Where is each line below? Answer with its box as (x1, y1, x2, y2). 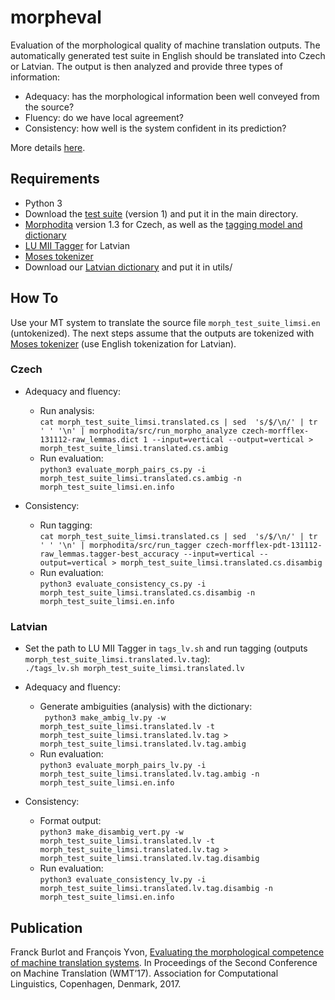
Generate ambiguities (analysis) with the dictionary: (39, 701, 253, 713)
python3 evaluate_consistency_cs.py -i (39, 579, 207, 589)
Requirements (10, 171, 100, 188)
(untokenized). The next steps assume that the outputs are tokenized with (10, 327, 315, 339)
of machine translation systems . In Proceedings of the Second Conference (10, 956, 318, 968)
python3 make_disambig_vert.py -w (39, 827, 184, 838)
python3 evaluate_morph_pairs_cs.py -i (39, 464, 207, 475)
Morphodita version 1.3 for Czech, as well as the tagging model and (24, 218, 303, 230)
